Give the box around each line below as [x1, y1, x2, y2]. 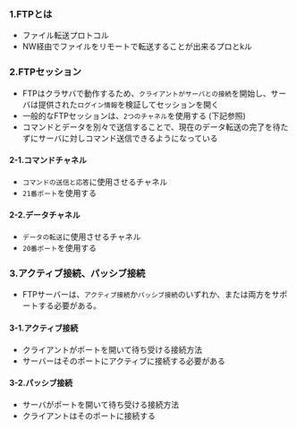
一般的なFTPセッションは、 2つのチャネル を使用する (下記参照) [21, 110, 246, 121]
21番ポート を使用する [21, 187, 97, 198]
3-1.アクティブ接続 [9, 322, 79, 333]
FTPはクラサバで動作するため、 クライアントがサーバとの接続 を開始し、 [21, 88, 271, 99]
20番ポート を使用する [21, 243, 97, 253]
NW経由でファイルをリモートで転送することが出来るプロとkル [21, 41, 252, 52]
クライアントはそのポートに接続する [21, 410, 157, 421]
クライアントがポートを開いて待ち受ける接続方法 [21, 344, 203, 355]
